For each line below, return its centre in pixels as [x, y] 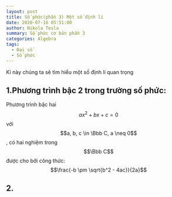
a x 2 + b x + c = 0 [99, 114]
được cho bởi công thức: [36, 161]
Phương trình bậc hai [31, 105]
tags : [13, 45]
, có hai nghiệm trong [32, 142]
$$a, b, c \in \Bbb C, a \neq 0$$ [99, 133]
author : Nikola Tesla [33, 28]
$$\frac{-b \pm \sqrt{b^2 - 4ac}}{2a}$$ [99, 170]
